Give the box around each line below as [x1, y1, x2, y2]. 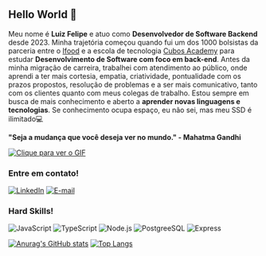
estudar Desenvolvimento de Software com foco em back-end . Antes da [8, 54, 251, 64]
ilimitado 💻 [8, 114, 44, 123]
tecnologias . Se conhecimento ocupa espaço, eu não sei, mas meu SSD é [8, 105, 252, 114]
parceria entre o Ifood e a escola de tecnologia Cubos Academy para [8, 45, 235, 56]
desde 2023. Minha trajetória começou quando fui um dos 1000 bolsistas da [8, 37, 259, 47]
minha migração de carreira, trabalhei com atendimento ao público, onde [8, 63, 248, 72]
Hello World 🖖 [8, 8, 77, 21]
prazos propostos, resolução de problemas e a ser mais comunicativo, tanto [8, 80, 258, 89]
